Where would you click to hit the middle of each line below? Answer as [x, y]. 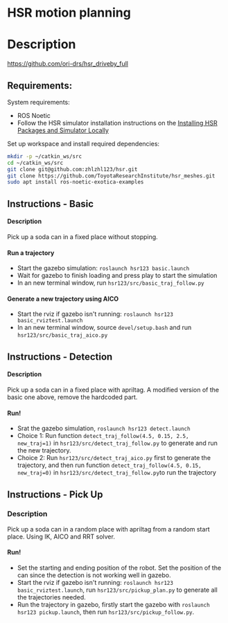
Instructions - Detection [60, 357]
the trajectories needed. [52, 597]
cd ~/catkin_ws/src [35, 163]
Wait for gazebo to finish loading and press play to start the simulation [117, 276]
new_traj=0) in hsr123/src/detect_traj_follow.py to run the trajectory [117, 473]
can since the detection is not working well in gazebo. [94, 575]
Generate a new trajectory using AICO [63, 299]
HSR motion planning [69, 13]
